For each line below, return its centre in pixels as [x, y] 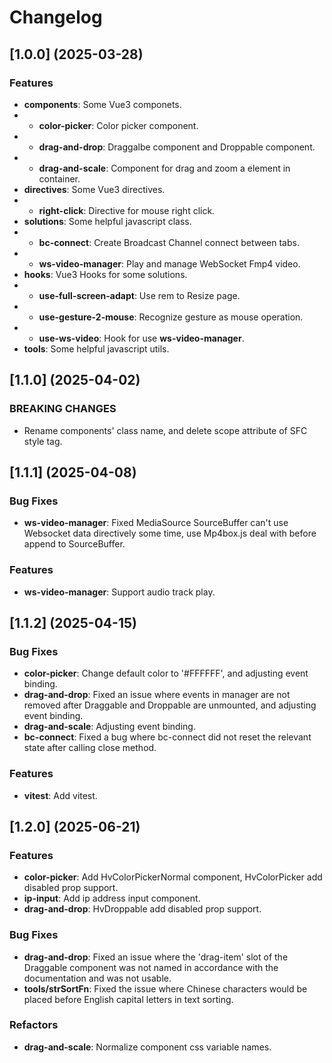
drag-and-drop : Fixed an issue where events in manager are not [157, 695]
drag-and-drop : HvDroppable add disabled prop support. [142, 909]
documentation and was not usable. [97, 978]
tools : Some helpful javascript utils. [96, 348]
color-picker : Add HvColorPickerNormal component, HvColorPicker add [173, 877]
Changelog [56, 17]
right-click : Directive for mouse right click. [127, 210]
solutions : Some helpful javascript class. [107, 221]
